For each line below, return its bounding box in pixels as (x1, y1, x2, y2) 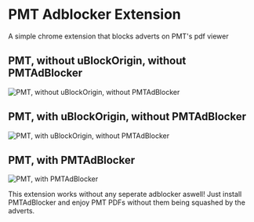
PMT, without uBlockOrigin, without (8, 54, 187, 67)
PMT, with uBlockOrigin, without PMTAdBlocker (8, 110, 247, 123)
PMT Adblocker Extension (8, 5, 182, 24)
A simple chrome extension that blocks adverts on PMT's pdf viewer (8, 31, 229, 41)
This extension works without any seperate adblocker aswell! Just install (8, 190, 242, 199)
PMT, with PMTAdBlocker (8, 153, 136, 166)
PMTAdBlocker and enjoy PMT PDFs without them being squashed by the (8, 198, 245, 207)
